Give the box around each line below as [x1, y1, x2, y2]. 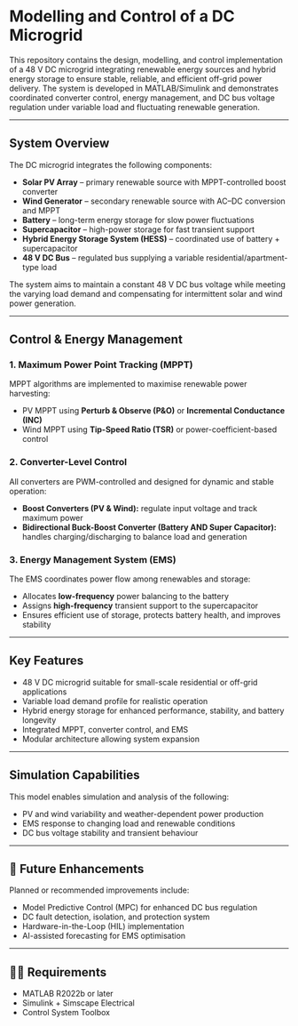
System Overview [9, 136, 110, 151]
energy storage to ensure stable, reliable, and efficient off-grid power [9, 73, 263, 84]
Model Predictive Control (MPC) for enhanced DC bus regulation [21, 902, 258, 913]
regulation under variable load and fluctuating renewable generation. [9, 101, 260, 112]
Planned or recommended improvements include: [9, 885, 190, 895]
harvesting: [9, 389, 51, 399]
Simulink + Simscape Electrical [21, 998, 136, 1008]
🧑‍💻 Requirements [9, 965, 107, 980]
